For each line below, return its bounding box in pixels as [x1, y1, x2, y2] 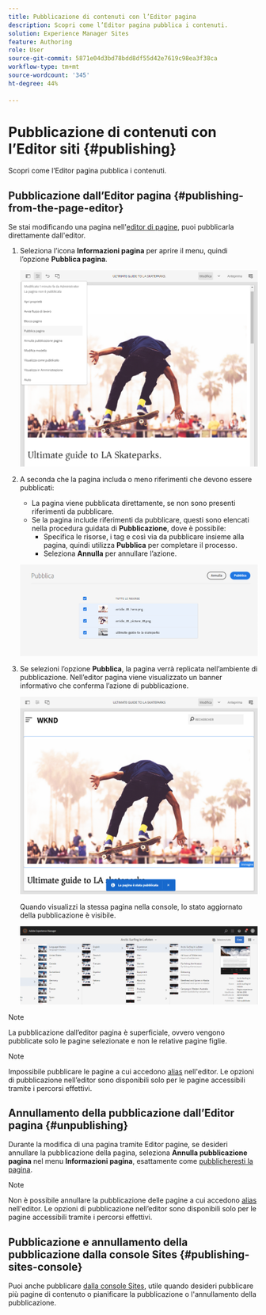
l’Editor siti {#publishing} [8, 139, 177, 158]
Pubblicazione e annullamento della [8, 1235, 188, 1248]
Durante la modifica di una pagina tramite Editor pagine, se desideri [8, 1140, 228, 1150]
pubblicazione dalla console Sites [8, 1248, 178, 1261]
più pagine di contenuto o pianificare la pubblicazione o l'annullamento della [8, 1290, 257, 1299]
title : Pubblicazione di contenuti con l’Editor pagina [8, 13, 196, 21]
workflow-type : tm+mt [8, 63, 80, 71]
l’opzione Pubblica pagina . [19, 254, 108, 264]
